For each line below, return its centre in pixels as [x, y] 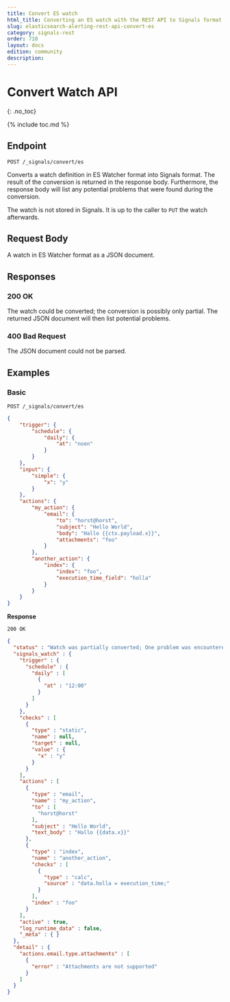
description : [26, 58]
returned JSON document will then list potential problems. [89, 318]
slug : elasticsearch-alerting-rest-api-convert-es [81, 26]
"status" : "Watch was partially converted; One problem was [102, 648]
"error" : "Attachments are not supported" [94, 966]
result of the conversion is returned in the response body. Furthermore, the [113, 182]
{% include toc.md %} [38, 124]
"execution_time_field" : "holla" [104, 578]
